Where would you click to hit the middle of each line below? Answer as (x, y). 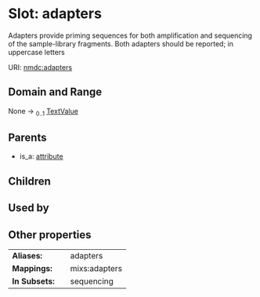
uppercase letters (36, 52)
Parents (27, 137)
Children (29, 181)
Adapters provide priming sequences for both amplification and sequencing (130, 35)
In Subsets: (33, 281)
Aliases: (27, 255)
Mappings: (32, 268)
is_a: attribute (42, 156)
